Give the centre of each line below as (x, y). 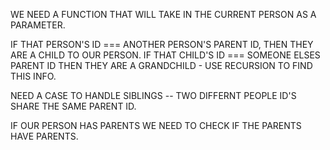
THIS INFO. (33, 76)
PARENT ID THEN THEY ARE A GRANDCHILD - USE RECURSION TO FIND (161, 65)
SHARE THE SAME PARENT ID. (73, 106)
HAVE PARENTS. (44, 136)
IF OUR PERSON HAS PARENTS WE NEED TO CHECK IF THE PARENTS (156, 125)
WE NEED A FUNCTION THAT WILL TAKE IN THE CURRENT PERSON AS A (163, 14)
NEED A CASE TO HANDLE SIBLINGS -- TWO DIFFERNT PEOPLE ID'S (153, 95)
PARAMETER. (38, 25)
